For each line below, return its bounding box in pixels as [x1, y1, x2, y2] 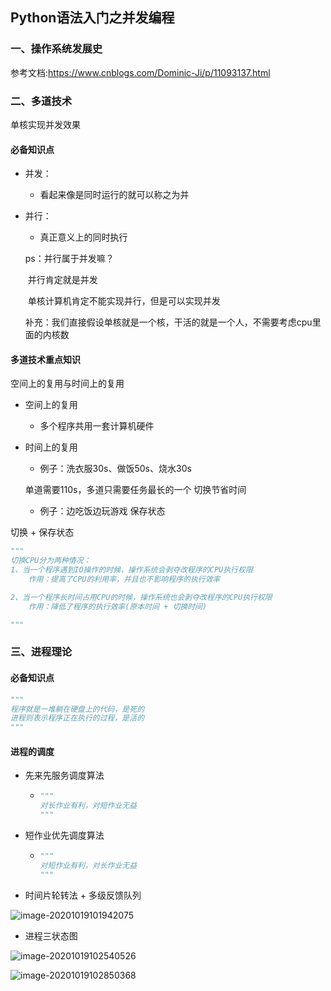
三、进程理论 [10, 645, 73, 659]
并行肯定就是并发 [27, 274, 98, 286]
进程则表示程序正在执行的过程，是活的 [10, 713, 145, 723]
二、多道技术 [10, 94, 73, 108]
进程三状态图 [24, 929, 78, 942]
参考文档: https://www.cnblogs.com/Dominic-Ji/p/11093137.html [10, 66, 271, 78]
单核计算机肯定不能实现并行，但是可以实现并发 [27, 295, 221, 307]
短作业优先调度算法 [24, 829, 105, 841]
